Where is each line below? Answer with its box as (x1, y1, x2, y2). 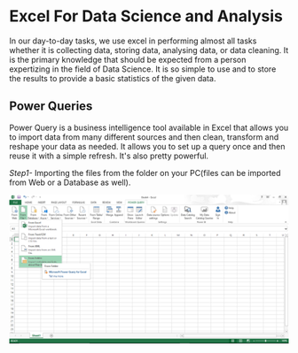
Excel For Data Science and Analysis (9, 6, 284, 27)
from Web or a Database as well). (9, 177, 131, 188)
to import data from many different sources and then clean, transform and (9, 131, 279, 142)
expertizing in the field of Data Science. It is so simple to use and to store (9, 64, 277, 74)
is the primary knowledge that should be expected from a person (9, 54, 247, 65)
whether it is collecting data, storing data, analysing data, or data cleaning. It (9, 44, 289, 55)
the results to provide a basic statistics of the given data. (9, 73, 216, 83)
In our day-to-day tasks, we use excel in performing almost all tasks (9, 35, 257, 46)
